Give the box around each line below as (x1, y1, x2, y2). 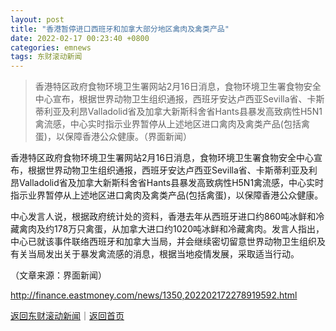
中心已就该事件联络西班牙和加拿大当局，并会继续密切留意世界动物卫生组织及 (10, 236, 326, 248)
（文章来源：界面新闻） (10, 269, 107, 281)
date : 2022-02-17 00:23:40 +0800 (10, 33, 150, 43)
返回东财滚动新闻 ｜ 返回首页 (10, 310, 125, 322)
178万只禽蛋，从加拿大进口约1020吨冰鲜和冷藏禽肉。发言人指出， (53, 223, 325, 235)
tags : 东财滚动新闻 (10, 52, 83, 62)
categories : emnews (10, 42, 92, 53)
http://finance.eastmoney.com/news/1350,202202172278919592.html (10, 289, 298, 301)
